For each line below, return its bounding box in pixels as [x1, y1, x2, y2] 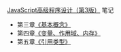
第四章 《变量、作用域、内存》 [16, 29, 101, 37]
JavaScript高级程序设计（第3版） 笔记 [7, 6, 114, 14]
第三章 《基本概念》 [16, 21, 71, 29]
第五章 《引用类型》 [16, 38, 71, 46]
